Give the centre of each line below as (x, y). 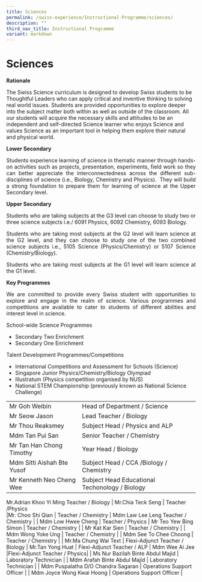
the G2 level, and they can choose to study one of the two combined (101, 240)
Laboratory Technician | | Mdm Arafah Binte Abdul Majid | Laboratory (92, 560)
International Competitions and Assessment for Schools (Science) (96, 367)
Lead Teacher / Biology (115, 416)
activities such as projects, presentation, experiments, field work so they (105, 167)
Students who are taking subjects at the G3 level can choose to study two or (101, 216)
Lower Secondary (29, 149)
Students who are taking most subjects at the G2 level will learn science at (101, 234)
